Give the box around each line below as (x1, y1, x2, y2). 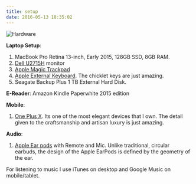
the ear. (14, 154, 34, 161)
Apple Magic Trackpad (14, 65, 70, 73)
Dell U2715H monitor (14, 60, 65, 67)
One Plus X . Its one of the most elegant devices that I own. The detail (14, 113, 183, 120)
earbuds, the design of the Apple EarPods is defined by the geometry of (14, 148, 191, 155)
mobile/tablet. (6, 172, 40, 179)
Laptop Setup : (6, 42, 41, 49)
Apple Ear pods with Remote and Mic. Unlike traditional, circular (14, 142, 170, 149)
